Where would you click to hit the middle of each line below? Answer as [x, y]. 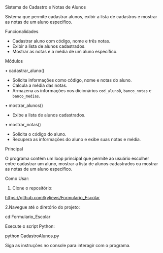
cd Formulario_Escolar [28, 217]
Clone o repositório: [32, 188]
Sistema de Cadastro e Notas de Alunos [46, 7]
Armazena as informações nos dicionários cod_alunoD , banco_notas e [82, 90]
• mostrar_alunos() [24, 105]
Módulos [14, 61]
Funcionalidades [22, 31]
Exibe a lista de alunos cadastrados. [49, 115]
